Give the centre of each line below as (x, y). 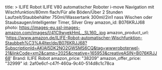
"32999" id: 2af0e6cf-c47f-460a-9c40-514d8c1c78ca (60, 63)
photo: (12, 28)
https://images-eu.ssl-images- (50, 28)
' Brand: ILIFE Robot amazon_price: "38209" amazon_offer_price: (76, 58)
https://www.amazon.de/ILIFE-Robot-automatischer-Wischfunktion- (74, 38)
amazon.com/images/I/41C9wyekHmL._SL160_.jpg (55, 33)
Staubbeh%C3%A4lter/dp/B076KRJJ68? (46, 43)
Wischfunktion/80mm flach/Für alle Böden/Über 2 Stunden (64, 12)
